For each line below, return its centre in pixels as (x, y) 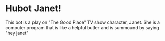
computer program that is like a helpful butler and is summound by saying (82, 27)
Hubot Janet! (34, 9)
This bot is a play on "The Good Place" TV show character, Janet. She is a (83, 22)
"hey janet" (17, 33)
